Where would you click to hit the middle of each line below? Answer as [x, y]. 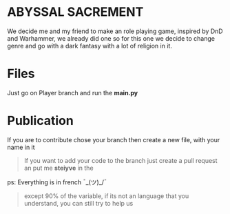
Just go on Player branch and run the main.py [73, 93]
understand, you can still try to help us [79, 203]
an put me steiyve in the [59, 168]
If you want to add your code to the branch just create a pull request [121, 160]
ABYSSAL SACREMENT [75, 12]
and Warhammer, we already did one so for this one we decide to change [111, 38]
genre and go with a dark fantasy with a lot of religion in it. [90, 46]
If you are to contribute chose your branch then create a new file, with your [114, 139]
